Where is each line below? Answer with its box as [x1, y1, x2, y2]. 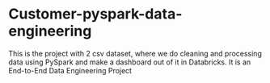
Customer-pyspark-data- [8, 5, 183, 23]
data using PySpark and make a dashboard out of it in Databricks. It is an [8, 57, 251, 67]
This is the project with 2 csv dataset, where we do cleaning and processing [8, 48, 263, 58]
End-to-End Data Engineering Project [8, 65, 132, 75]
